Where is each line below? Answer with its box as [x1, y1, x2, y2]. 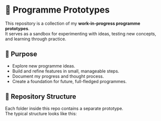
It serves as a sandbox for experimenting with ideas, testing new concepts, [5, 31, 157, 36]
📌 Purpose [5, 50, 38, 58]
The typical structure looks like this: [5, 110, 77, 116]
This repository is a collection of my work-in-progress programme [5, 20, 140, 26]
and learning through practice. [5, 36, 67, 42]
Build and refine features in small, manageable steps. [12, 68, 119, 74]
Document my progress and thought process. [12, 73, 104, 79]
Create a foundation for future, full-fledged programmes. [12, 78, 127, 84]
